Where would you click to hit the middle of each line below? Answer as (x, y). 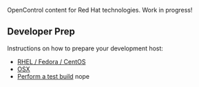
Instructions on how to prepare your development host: (85, 48)
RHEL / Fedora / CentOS (51, 61)
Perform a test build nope (53, 76)
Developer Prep (41, 31)
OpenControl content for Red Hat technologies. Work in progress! (100, 10)
